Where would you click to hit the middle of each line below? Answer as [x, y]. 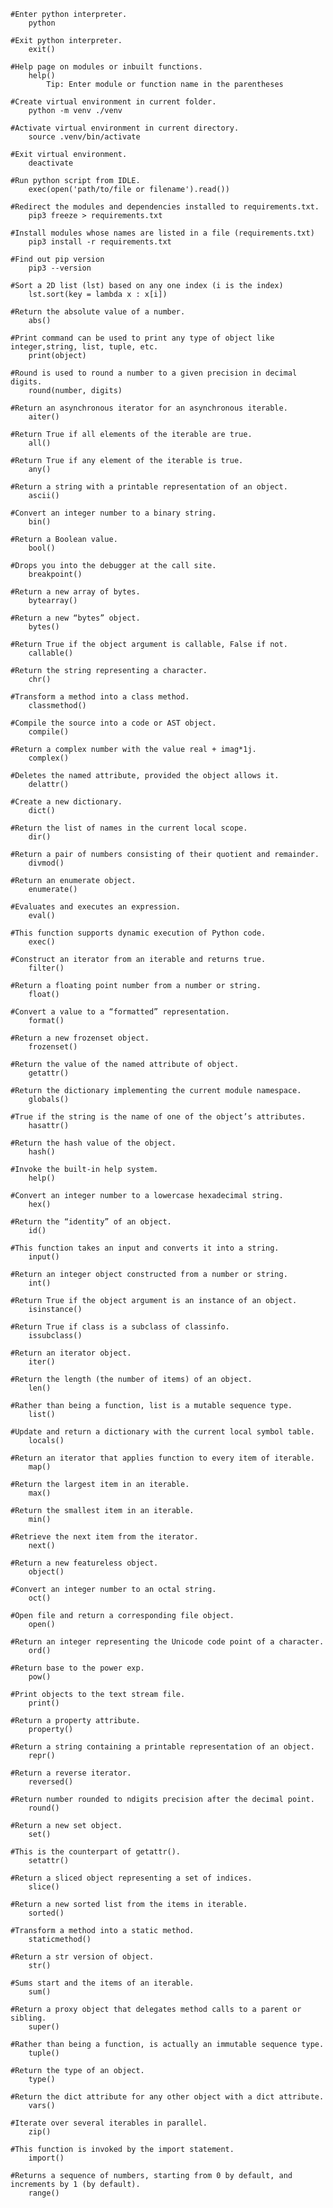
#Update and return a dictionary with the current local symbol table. [162, 1432]
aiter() [44, 417]
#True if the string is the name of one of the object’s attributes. [158, 1117]
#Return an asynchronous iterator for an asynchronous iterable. [149, 408]
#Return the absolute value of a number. [98, 312]
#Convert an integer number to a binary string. [113, 513]
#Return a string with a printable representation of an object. [149, 487]
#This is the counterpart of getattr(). [96, 1852]
